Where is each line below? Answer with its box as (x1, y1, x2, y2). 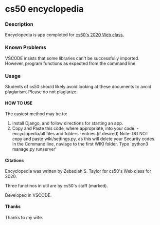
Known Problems (5, 44, 47, 51)
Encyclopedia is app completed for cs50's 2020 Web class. (5, 32, 124, 38)
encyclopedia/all (12, 131, 45, 137)
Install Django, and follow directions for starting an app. (12, 121, 123, 126)
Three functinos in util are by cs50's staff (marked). (5, 183, 108, 189)
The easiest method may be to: (5, 111, 67, 117)
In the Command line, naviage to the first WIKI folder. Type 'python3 (12, 141, 148, 147)
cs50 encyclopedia (5, 3, 84, 15)
